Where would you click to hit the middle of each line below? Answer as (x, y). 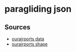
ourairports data (28, 39)
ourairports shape (29, 44)
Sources (18, 27)
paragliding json (38, 9)
